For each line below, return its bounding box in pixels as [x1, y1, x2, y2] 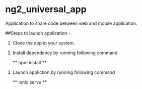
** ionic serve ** [12, 79, 47, 85]
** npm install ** [12, 59, 47, 65]
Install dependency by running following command [12, 50, 118, 56]
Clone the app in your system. [12, 39, 75, 46]
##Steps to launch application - [5, 30, 70, 36]
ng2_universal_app [5, 4, 87, 15]
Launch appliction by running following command [12, 69, 115, 75]
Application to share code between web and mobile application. [5, 20, 137, 26]
